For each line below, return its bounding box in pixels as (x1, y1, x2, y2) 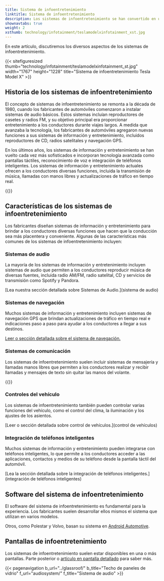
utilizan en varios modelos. (5, 513, 59, 519)
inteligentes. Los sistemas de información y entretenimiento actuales (5, 162, 143, 168)
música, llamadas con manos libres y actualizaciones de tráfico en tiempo (5, 173, 154, 179)
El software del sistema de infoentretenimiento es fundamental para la (5, 503, 146, 509)
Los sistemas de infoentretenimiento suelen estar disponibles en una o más (5, 550, 157, 556)
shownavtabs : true (5, 21, 42, 26)
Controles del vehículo (5, 391, 60, 398)
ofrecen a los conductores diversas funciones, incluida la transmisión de (5, 168, 151, 174)
